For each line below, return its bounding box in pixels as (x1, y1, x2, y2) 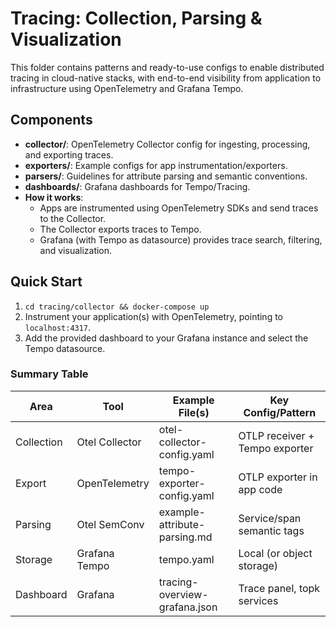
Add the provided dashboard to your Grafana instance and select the (24, 332, 309, 344)
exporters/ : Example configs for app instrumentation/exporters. (24, 159, 288, 171)
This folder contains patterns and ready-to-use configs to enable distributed (10, 61, 325, 73)
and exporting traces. (24, 148, 114, 161)
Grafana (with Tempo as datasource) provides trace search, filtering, (39, 233, 323, 246)
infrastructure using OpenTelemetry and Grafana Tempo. (10, 82, 244, 94)
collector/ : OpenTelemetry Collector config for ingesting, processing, (24, 138, 311, 150)
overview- (158, 587, 209, 601)
